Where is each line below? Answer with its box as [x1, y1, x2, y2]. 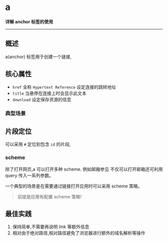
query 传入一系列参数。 [5, 172, 54, 178]
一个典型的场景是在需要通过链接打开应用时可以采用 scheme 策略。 [5, 183, 142, 189]
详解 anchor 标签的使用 [5, 18, 53, 24]
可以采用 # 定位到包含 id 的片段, [5, 141, 71, 147]
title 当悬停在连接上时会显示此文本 [12, 90, 86, 96]
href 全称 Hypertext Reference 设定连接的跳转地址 [12, 84, 116, 90]
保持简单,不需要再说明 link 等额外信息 [12, 224, 89, 230]
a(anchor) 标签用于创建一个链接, [5, 53, 72, 59]
